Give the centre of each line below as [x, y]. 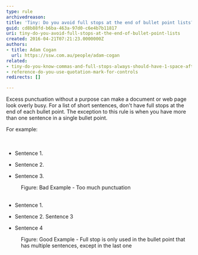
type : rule [19, 11]
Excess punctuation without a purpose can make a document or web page [96, 99]
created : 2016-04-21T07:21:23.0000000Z [55, 39]
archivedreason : [26, 17]
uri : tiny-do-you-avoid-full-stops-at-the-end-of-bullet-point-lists [93, 34]
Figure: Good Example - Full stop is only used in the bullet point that [103, 240]
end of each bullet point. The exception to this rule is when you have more [96, 112]
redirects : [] [24, 77]
